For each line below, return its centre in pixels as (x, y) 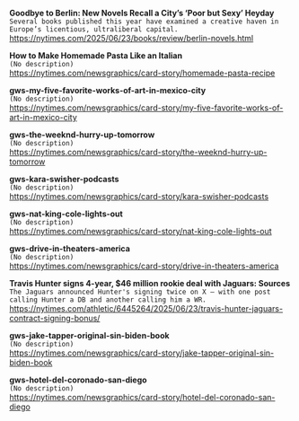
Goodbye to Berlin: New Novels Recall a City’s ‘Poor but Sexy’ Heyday (142, 13)
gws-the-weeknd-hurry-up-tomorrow (82, 135)
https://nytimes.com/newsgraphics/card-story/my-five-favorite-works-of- (146, 108)
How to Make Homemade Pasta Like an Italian (96, 56)
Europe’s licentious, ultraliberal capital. (94, 30)
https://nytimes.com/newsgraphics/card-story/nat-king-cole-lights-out (141, 231)
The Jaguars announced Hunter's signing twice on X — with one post (140, 292)
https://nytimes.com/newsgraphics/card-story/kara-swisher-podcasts (139, 196)
